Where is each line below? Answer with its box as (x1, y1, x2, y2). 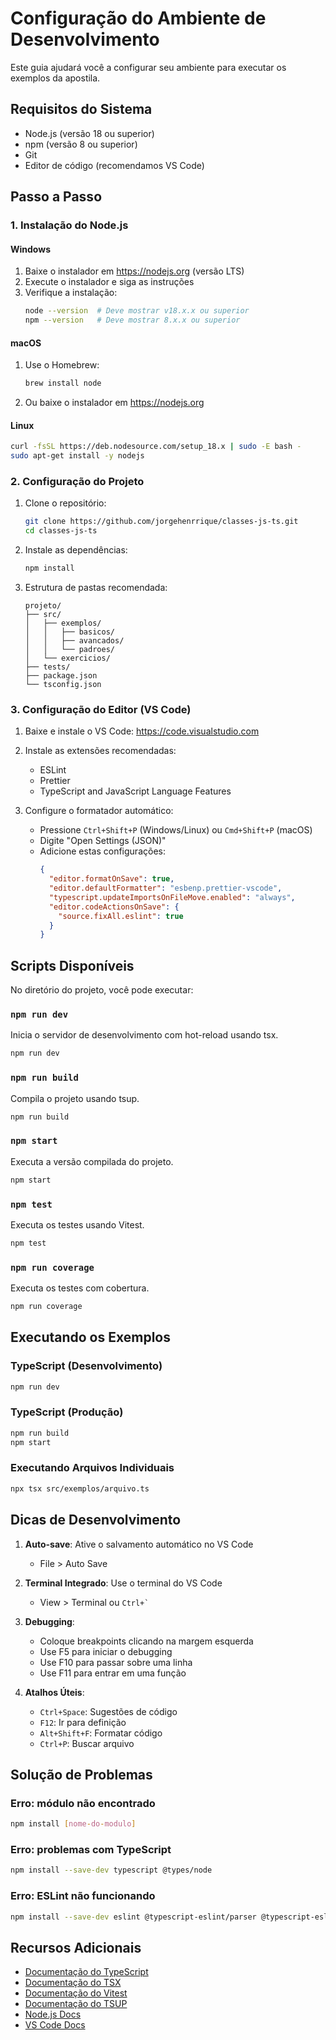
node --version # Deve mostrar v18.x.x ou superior (24, 306, 250, 316)
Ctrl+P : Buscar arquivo (39, 1737, 135, 1749)
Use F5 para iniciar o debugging (39, 1645, 173, 1657)
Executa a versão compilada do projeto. (10, 1155, 174, 1167)
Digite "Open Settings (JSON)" (39, 835, 167, 847)
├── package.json (24, 670, 98, 681)
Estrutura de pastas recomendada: (24, 581, 168, 593)
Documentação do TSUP (24, 1998, 128, 2010)
